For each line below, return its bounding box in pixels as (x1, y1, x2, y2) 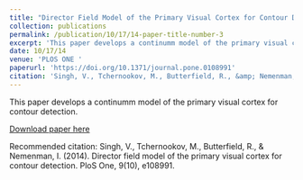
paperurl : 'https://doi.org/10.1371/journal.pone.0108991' (9, 64, 236, 73)
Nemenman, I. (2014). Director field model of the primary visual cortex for (9, 150, 282, 161)
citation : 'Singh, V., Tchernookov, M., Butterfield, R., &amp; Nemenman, (9, 72, 297, 81)
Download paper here (9, 123, 90, 134)
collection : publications (9, 22, 106, 31)
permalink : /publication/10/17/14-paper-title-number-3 (9, 30, 224, 39)
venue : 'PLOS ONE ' (9, 55, 83, 64)
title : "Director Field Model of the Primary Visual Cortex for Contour (9, 13, 289, 22)
